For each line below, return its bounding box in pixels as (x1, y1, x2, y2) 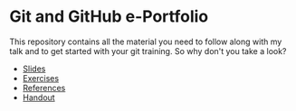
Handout (22, 92, 56, 103)
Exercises (22, 72, 60, 83)
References (22, 82, 66, 93)
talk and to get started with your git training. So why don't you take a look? (9, 45, 287, 56)
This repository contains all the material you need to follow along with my (9, 36, 282, 47)
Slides (22, 63, 46, 74)
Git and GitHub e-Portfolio (9, 6, 209, 27)
